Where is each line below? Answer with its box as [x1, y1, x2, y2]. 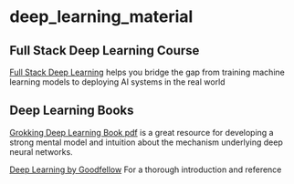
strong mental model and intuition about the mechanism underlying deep [9, 137, 283, 148]
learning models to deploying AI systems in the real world [9, 77, 226, 87]
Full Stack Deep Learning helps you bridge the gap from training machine [9, 66, 285, 77]
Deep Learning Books [9, 103, 134, 118]
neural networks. [9, 146, 73, 157]
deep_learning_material [9, 6, 194, 27]
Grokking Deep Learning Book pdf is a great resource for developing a [9, 127, 274, 138]
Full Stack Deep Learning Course [9, 43, 200, 58]
